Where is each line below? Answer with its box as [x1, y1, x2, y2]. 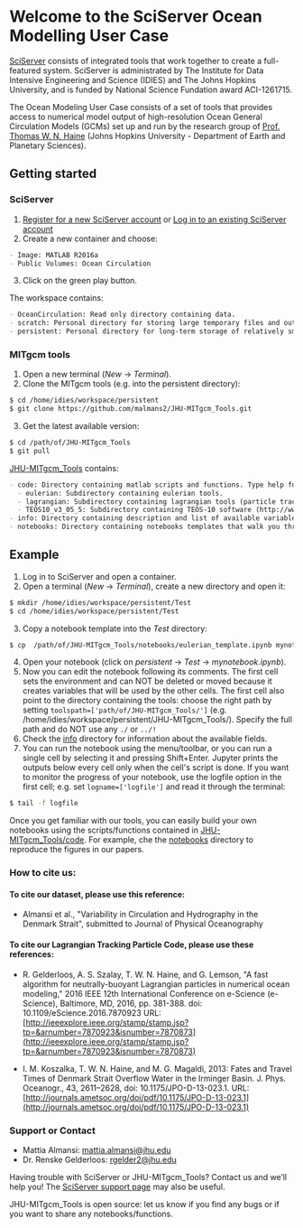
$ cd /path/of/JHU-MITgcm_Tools [9, 438, 131, 448]
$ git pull [9, 446, 50, 455]
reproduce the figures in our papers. [9, 844, 144, 855]
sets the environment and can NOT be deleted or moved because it [22, 675, 272, 687]
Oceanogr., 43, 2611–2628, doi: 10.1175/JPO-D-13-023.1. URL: [22, 1082, 250, 1093]
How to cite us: [9, 867, 77, 879]
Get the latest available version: [22, 421, 140, 432]
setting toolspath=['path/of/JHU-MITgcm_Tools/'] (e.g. [22, 704, 227, 715]
